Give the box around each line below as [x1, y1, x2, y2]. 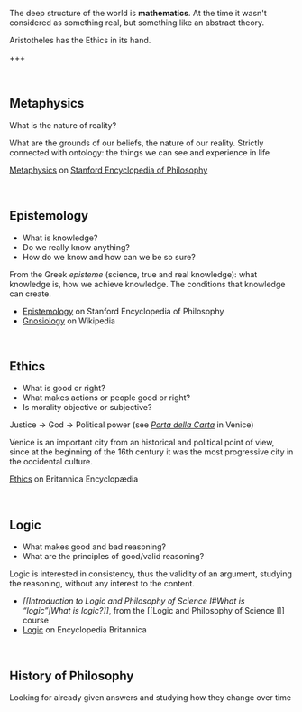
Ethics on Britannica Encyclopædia [9, 473, 139, 484]
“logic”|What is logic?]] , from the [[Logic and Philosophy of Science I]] [22, 605, 286, 616]
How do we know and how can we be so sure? [22, 251, 196, 262]
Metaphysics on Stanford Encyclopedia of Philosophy [9, 164, 208, 175]
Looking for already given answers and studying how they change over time [9, 692, 291, 703]
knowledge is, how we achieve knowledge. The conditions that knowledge [9, 278, 286, 289]
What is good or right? [22, 383, 105, 394]
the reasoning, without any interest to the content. [9, 578, 196, 589]
